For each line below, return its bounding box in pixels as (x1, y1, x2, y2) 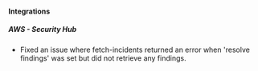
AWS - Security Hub (8, 25, 77, 34)
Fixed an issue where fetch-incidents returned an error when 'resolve (19, 45, 251, 54)
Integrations (8, 6, 51, 16)
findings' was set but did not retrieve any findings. (19, 53, 186, 63)
